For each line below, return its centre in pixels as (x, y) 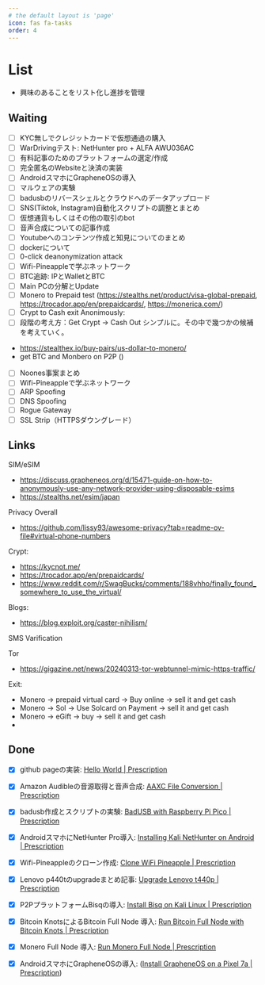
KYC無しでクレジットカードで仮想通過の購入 (93, 138)
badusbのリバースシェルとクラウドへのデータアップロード (115, 197)
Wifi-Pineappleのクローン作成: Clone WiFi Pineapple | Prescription (127, 862)
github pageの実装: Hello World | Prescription (93, 769)
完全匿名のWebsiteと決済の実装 (71, 168)
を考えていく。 (44, 332)
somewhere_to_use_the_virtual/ (70, 592)
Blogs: (19, 607)
